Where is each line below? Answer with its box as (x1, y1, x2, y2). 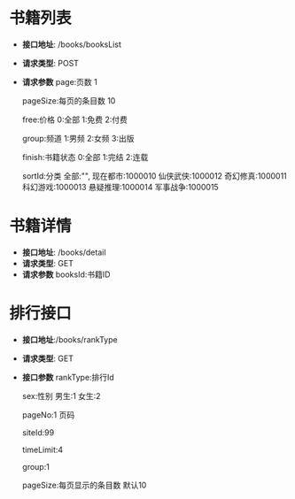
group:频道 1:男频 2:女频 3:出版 (21, 133, 135, 143)
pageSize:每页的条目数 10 (21, 95, 116, 106)
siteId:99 (21, 426, 55, 438)
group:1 (21, 461, 50, 472)
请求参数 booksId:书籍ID (21, 269, 111, 280)
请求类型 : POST (21, 58, 80, 68)
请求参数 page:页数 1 (21, 76, 97, 87)
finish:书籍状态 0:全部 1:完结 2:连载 (21, 151, 149, 162)
